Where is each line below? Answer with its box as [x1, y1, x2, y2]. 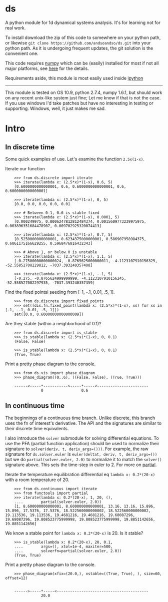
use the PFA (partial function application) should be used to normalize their [5, 440, 159, 446]
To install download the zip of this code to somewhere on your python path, [5, 34, 161, 40]
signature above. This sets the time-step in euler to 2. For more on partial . [5, 462, 157, 468]
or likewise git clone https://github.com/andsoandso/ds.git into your [5, 39, 151, 45]
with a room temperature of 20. [5, 477, 69, 483]
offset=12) [5, 576, 28, 581]
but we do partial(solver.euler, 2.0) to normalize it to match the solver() [5, 456, 162, 462]
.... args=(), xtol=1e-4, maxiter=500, [14, 544, 113, 549]
